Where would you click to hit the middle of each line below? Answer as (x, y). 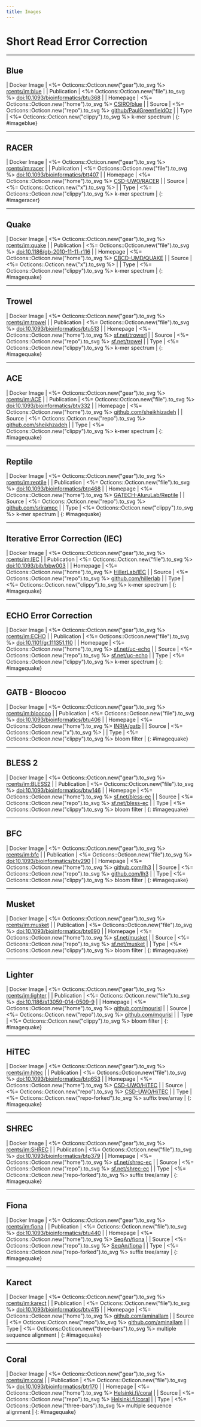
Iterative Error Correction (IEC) (64, 539)
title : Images (24, 12)
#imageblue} (22, 123)
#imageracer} (23, 200)
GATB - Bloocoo (36, 692)
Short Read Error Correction (77, 41)
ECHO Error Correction (49, 616)
